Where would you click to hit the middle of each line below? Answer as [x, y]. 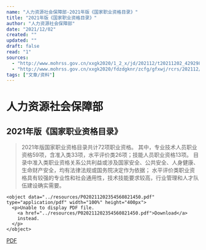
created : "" [21, 35]
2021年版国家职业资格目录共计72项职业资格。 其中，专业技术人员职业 [109, 147]
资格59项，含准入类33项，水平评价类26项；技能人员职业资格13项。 [106, 155]
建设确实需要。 [46, 186]
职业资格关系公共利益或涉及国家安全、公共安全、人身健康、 [124, 162]
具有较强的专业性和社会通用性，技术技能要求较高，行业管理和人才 [110, 178]
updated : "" [21, 40]
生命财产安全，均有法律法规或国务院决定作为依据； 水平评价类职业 [105, 170]
